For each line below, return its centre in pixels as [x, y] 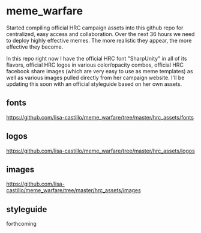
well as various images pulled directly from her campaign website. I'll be [95, 77]
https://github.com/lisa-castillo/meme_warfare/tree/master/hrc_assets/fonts [100, 117]
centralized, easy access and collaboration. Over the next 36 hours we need [100, 34]
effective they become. [35, 47]
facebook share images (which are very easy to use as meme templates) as [100, 71]
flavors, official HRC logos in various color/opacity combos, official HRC [95, 65]
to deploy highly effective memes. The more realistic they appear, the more [99, 40]
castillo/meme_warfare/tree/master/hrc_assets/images [73, 190]
